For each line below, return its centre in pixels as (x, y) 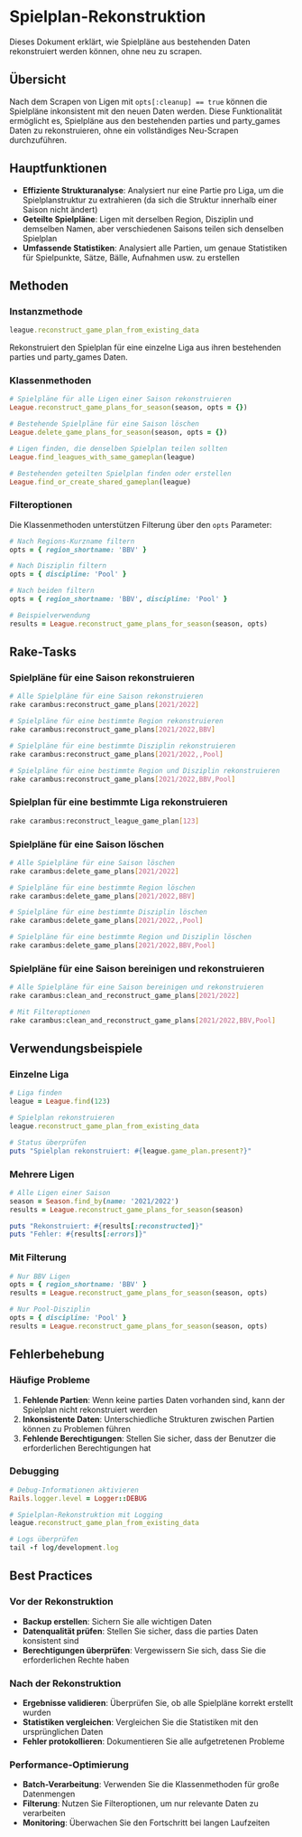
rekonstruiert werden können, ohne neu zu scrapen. (106, 51)
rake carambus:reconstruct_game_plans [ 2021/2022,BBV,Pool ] (123, 779)
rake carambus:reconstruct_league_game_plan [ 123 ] (105, 821)
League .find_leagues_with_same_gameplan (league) (102, 457)
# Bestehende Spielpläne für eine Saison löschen (105, 424)
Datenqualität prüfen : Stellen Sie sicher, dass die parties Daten (140, 1631)
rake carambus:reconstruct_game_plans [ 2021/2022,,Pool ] (116, 754)
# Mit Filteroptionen (50, 1012)
